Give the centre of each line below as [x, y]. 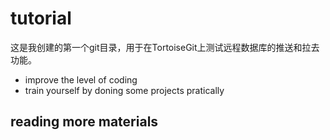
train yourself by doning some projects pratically [124, 90]
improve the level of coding [81, 79]
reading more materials [84, 122]
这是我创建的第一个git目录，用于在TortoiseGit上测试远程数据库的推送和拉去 [165, 47]
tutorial [41, 18]
